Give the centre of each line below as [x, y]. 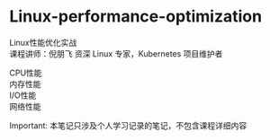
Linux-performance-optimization [136, 17]
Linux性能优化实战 [43, 42]
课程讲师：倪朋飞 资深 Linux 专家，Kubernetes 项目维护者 [116, 53]
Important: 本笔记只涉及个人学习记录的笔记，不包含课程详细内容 [128, 125]
